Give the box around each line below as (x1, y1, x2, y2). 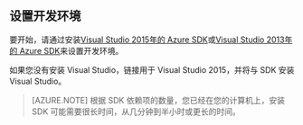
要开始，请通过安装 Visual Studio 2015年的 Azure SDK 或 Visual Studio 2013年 (9, 34, 293, 45)
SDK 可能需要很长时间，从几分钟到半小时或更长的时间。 (31, 106, 241, 117)
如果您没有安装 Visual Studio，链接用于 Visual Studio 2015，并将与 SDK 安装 (9, 64, 295, 75)
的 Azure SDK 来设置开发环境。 (9, 45, 124, 56)
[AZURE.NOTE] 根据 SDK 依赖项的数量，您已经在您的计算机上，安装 (31, 94, 285, 105)
